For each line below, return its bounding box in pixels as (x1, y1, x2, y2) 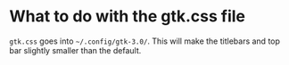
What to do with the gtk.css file (9, 6, 246, 27)
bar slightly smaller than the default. (9, 45, 142, 55)
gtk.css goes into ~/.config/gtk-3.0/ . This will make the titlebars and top (9, 36, 281, 46)
